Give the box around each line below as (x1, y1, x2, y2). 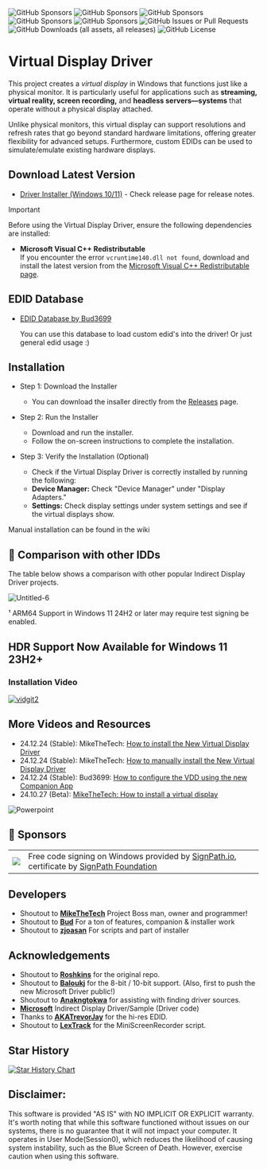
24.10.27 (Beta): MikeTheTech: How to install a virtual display (19, 789, 219, 799)
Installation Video (8, 676, 78, 687)
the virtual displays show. (31, 510, 115, 519)
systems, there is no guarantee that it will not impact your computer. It (8, 1126, 238, 1136)
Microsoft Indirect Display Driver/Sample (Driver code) (19, 1003, 200, 1014)
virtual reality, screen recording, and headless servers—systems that (8, 96, 242, 105)
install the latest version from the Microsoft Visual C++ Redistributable (19, 260, 250, 270)
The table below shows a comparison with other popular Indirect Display (8, 569, 246, 579)
